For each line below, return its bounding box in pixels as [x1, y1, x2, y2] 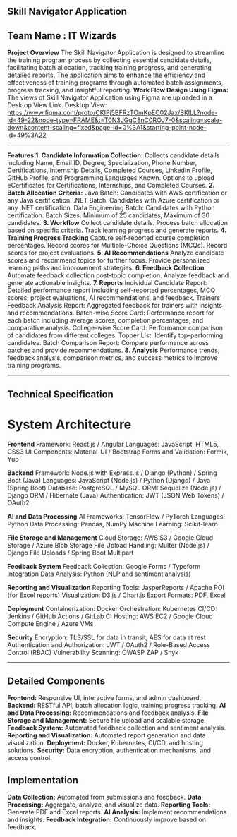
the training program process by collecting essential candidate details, [7, 56, 212, 64]
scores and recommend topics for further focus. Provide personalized [7, 256, 210, 265]
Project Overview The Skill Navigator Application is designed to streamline [7, 49, 225, 57]
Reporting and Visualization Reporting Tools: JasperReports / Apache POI [7, 583, 224, 591]
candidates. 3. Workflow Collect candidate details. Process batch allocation [7, 219, 228, 227]
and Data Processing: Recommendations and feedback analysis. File [7, 709, 209, 717]
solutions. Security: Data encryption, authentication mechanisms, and [7, 746, 212, 754]
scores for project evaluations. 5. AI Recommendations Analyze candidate [7, 248, 224, 257]
